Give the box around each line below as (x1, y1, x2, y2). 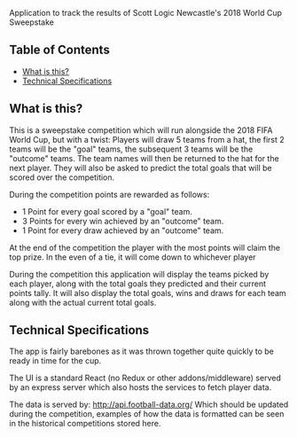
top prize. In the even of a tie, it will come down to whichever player (9, 252, 256, 262)
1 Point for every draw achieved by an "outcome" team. (21, 225, 224, 236)
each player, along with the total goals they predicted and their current (9, 278, 267, 289)
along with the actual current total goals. (9, 297, 157, 308)
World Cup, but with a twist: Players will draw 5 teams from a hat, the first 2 (9, 134, 285, 144)
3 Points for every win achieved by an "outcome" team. (21, 215, 224, 226)
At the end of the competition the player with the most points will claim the (9, 242, 281, 253)
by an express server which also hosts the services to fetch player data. (9, 382, 272, 393)
